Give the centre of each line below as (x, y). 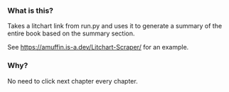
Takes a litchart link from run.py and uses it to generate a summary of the (115, 26)
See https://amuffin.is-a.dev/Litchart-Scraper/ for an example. (98, 47)
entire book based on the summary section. (71, 33)
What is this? (30, 11)
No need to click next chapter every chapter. (73, 81)
